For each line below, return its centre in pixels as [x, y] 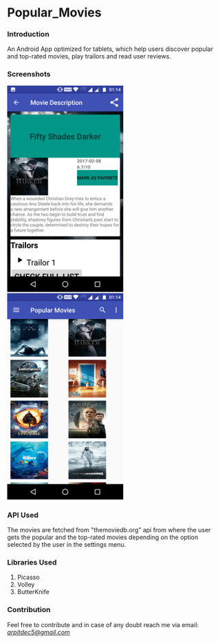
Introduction [28, 34]
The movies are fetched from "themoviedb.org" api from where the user [109, 530]
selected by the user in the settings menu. [67, 545]
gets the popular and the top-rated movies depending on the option [103, 537]
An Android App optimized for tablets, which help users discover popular [110, 49]
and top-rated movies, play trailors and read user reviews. [89, 56]
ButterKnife [33, 592]
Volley [26, 585]
